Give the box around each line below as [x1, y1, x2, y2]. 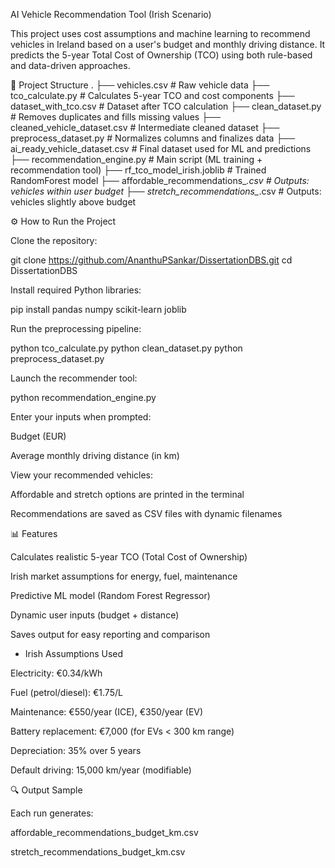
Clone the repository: [10, 235, 98, 246]
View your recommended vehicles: [10, 469, 154, 481]
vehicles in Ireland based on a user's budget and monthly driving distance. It [10, 39, 326, 50]
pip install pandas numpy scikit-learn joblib [10, 304, 187, 315]
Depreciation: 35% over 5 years [10, 745, 142, 756]
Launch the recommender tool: [10, 372, 138, 384]
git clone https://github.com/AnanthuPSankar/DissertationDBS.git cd [10, 254, 293, 266]
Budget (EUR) [10, 430, 67, 442]
